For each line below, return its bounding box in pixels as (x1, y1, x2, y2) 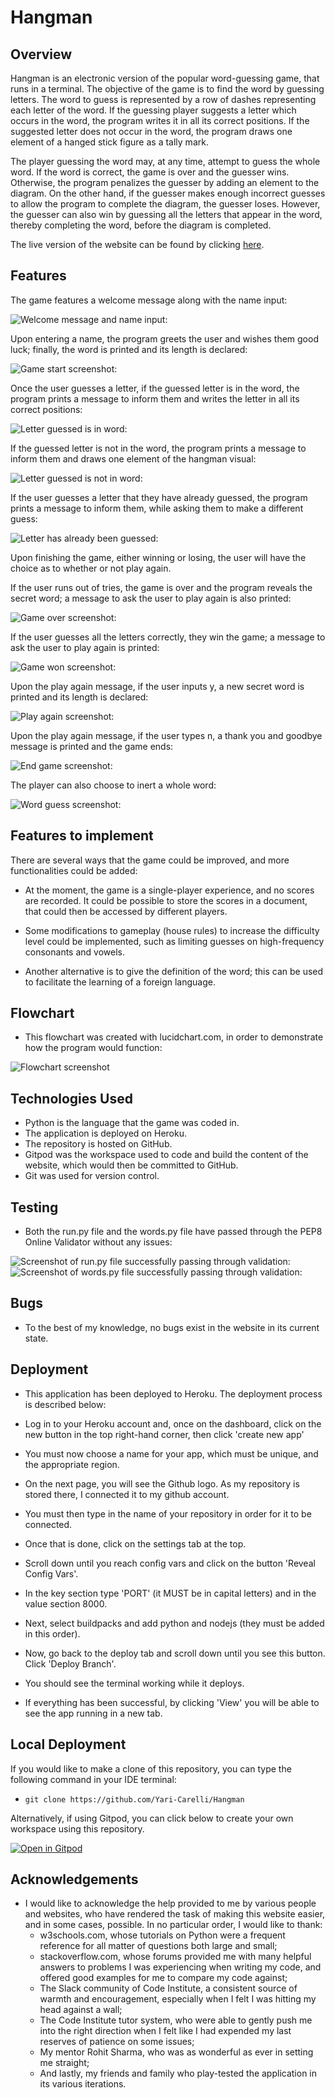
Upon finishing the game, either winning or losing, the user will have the (10, 551, 307, 563)
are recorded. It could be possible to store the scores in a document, (24, 894, 308, 906)
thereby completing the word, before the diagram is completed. (10, 219, 272, 231)
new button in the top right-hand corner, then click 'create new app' (24, 1428, 305, 1440)
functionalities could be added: (10, 864, 138, 876)
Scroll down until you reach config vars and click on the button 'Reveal (24, 1557, 316, 1569)
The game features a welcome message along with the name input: (10, 294, 288, 306)
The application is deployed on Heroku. (24, 1127, 187, 1140)
